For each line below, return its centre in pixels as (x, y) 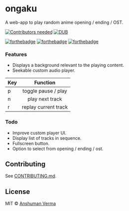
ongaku (21, 9)
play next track (45, 99)
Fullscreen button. (31, 143)
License (18, 191)
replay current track (45, 107)
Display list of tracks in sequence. (47, 138)
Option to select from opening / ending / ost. (58, 149)
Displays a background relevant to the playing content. (68, 65)
